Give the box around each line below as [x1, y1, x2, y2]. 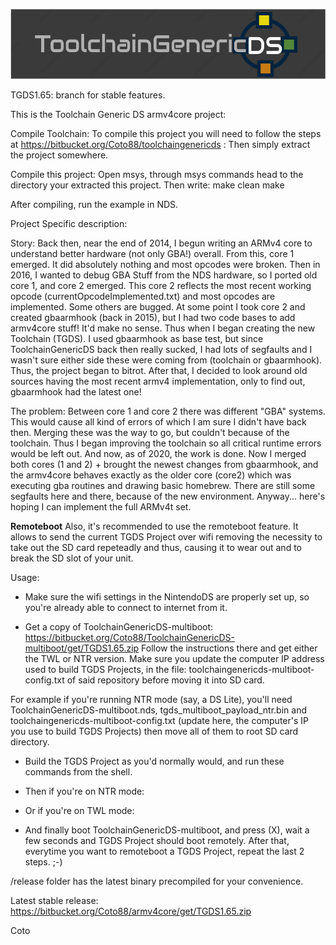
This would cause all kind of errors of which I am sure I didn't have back [10, 415, 307, 428]
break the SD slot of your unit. [10, 552, 134, 564]
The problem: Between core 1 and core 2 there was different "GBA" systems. [10, 405, 326, 417]
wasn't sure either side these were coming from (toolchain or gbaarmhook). [10, 354, 323, 366]
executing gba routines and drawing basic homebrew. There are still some [10, 479, 316, 491]
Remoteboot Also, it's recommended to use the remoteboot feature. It [10, 520, 299, 532]
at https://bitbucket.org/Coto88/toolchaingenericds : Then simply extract [10, 138, 311, 150]
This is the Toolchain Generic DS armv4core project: [10, 108, 227, 120]
